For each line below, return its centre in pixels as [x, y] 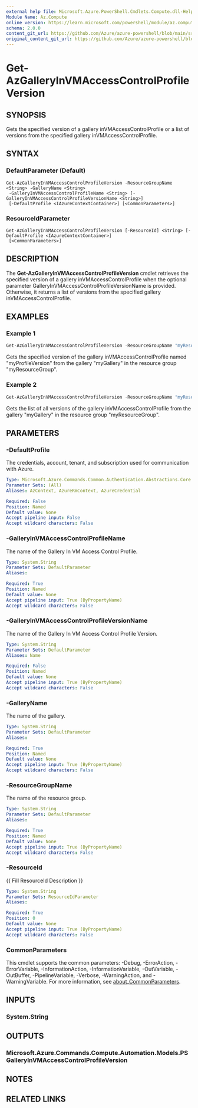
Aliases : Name [24, 655]
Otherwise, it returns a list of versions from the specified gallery [83, 292]
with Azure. [20, 469]
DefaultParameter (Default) [46, 170]
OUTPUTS [25, 1036]
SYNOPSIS [26, 115]
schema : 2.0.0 [24, 28]
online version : [26, 22]
